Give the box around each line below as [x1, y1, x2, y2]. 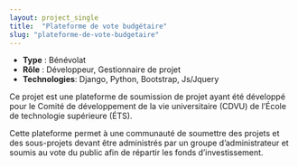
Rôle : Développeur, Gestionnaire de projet [22, 64, 182, 75]
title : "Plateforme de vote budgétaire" [9, 22, 168, 31]
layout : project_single [9, 13, 99, 23]
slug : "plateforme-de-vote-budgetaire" [9, 30, 160, 39]
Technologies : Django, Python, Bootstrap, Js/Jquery [22, 74, 219, 85]
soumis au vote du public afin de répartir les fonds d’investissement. [9, 147, 264, 158]
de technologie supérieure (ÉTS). [9, 110, 133, 122]
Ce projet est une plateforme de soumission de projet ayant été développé [9, 91, 286, 102]
